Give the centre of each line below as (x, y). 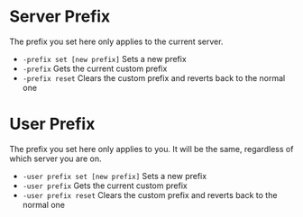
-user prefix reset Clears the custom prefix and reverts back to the (150, 194)
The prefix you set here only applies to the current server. (116, 41)
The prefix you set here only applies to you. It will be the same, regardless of (151, 149)
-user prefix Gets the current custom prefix (105, 185)
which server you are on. (55, 158)
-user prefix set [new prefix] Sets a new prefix (115, 176)
